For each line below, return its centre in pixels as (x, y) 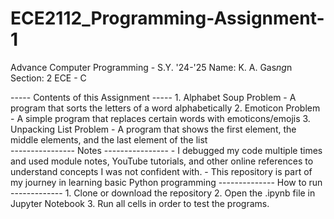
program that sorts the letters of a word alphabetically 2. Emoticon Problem (165, 108)
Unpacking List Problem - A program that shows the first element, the (153, 129)
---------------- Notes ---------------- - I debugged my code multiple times (166, 150)
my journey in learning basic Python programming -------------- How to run (166, 182)
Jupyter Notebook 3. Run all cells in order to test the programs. (140, 203)
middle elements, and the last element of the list (109, 139)
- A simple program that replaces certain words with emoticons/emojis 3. (160, 118)
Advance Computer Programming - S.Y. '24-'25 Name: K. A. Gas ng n (151, 67)
